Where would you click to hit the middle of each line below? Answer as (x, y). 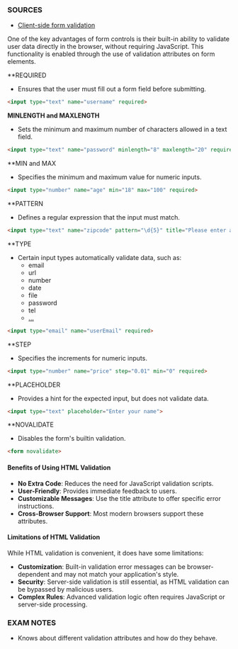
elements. (22, 62)
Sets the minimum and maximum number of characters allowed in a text (122, 130)
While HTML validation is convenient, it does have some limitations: (106, 553)
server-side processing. (52, 604)
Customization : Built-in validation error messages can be (101, 566)
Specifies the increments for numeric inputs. (82, 358)
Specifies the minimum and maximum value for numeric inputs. (109, 177)
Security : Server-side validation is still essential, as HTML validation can (123, 582)
